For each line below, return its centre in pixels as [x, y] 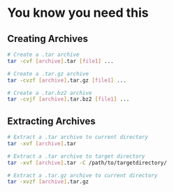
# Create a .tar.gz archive [48, 74]
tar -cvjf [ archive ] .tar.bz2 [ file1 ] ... [68, 99]
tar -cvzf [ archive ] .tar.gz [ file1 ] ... [67, 80]
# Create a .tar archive [43, 54]
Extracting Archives [51, 121]
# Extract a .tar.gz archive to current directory [82, 175]
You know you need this [78, 13]
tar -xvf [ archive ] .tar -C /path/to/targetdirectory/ [87, 163]
